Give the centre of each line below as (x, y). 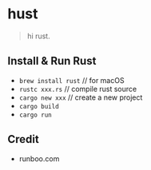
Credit (23, 139)
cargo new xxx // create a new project (81, 97)
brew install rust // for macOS (72, 80)
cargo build (39, 106)
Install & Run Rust (52, 61)
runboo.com (39, 158)
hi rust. (38, 36)
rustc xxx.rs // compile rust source (78, 89)
